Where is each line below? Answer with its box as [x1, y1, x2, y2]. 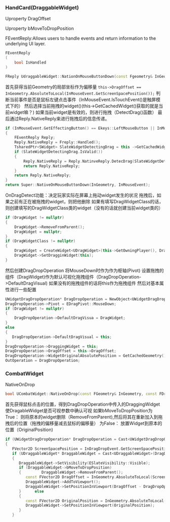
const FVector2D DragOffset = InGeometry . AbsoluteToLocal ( [25, 475, 153, 480]
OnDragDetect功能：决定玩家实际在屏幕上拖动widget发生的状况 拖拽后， [5, 192, 157, 198]
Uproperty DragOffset [5, 16, 51, 22]
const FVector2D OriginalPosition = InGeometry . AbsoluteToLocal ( [25, 498, 166, 503]
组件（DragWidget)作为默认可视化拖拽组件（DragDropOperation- [5, 273, 142, 280]
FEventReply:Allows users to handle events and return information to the [5, 35, 156, 42]
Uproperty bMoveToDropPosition [5, 25, 74, 32]
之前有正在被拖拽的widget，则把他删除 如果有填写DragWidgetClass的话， [9, 199, 163, 205]
